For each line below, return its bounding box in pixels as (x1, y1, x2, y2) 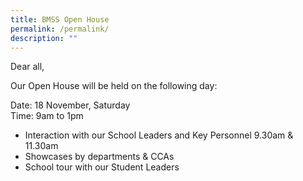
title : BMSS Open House (10, 14, 110, 25)
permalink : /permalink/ (10, 24, 110, 34)
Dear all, (10, 61, 45, 73)
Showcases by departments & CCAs (24, 151, 175, 163)
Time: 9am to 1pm (10, 110, 84, 122)
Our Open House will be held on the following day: (10, 80, 218, 92)
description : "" (10, 33, 78, 43)
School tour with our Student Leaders (24, 161, 180, 173)
